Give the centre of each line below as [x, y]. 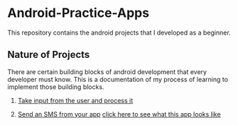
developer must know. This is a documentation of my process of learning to [118, 79]
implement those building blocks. [56, 87]
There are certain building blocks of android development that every [107, 71]
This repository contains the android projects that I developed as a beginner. [119, 32]
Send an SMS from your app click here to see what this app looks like [119, 114]
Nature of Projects [49, 55]
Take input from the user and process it [75, 100]
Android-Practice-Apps [79, 13]
